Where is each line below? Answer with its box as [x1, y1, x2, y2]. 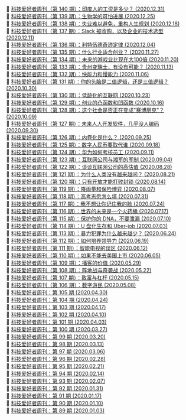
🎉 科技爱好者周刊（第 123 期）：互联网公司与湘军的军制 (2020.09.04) [6, 156, 172, 163]
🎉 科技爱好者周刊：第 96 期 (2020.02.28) [6, 356, 106, 363]
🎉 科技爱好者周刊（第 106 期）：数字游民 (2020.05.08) [6, 282, 136, 289]
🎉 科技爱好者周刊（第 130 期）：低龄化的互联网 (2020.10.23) [6, 92, 151, 99]
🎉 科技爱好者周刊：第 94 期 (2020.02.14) [6, 370, 105, 377]
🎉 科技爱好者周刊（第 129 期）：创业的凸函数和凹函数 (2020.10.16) [6, 99, 164, 106]
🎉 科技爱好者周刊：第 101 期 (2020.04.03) [6, 318, 107, 325]
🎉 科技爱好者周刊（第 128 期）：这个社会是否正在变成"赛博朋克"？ [6, 106, 164, 114]
